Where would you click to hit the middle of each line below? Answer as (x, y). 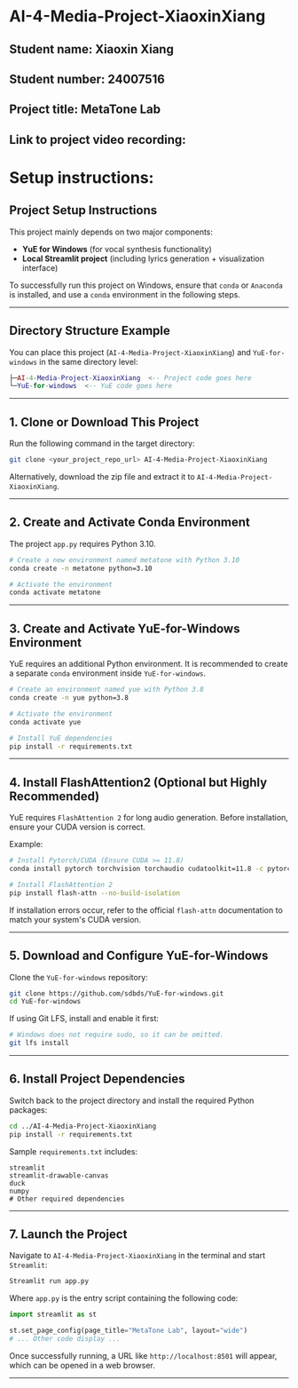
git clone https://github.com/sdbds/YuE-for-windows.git (117, 993)
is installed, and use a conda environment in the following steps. (125, 294)
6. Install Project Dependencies (97, 1079)
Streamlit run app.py (49, 1281)
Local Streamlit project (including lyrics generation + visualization (143, 258)
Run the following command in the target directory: (102, 444)
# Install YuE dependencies (61, 738)
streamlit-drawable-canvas (59, 1175)
